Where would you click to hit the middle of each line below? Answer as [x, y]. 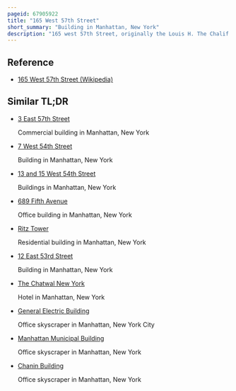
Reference [31, 62]
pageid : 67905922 [33, 14]
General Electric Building [53, 311]
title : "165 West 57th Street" [53, 21]
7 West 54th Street [45, 146]
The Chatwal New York [51, 283]
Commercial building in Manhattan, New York [83, 132]
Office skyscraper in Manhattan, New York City [86, 324]
